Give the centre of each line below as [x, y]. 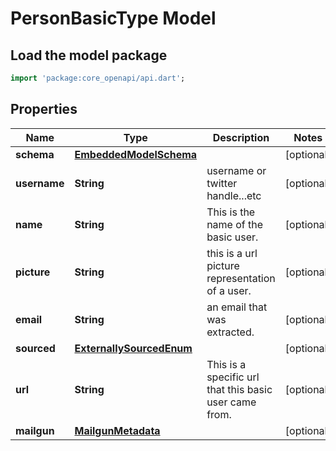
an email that [237, 307]
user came [231, 402]
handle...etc [234, 195]
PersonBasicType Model [113, 18]
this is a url [232, 253]
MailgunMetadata [117, 430]
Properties [44, 109]
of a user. [229, 290]
